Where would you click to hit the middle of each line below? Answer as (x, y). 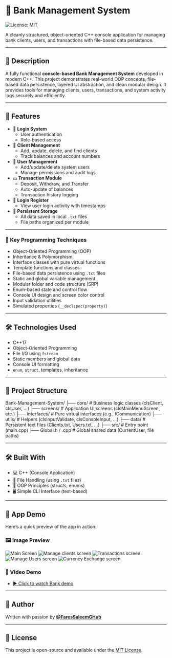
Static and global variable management (54, 278)
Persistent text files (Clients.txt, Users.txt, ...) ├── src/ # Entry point (77, 425)
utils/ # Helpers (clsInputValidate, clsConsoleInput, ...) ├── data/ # (76, 419)
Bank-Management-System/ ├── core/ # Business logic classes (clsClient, (84, 403)
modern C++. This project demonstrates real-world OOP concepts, (76, 79)
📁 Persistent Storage (35, 211)
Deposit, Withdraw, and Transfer (55, 184)
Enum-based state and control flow (50, 289)
